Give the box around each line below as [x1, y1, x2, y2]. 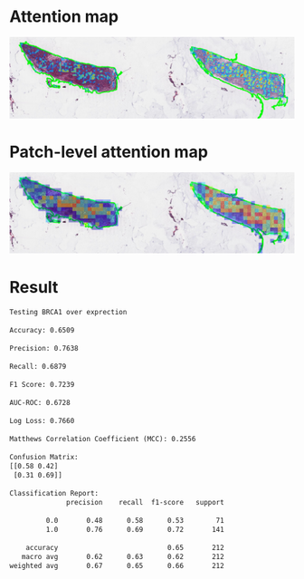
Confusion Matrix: [9, 453, 79, 462]
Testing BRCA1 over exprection [9, 308, 128, 317]
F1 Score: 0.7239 [9, 381, 75, 390]
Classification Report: [9, 489, 100, 498]
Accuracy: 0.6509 [9, 326, 75, 335]
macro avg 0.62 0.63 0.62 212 [21, 553, 224, 562]
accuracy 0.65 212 [25, 544, 224, 553]
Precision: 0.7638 [9, 344, 79, 353]
